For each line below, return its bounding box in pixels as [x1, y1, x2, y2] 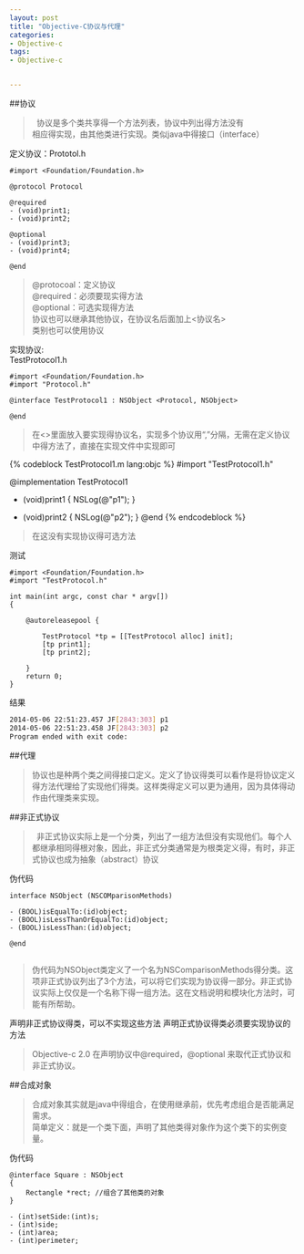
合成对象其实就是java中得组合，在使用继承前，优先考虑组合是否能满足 [31, 1098, 295, 1109]
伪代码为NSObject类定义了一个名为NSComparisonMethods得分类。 [31, 964, 286, 975]
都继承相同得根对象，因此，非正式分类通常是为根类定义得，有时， [31, 842, 279, 853]
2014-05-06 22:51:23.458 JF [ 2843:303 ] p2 [9, 723, 169, 732]
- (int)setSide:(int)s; [9, 1212, 100, 1221]
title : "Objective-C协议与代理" [9, 22, 126, 31]
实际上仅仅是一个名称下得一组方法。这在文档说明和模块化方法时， [39, 987, 288, 998]
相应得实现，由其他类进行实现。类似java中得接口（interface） [31, 129, 265, 140]
